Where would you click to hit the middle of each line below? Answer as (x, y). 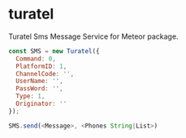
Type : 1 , (30, 96)
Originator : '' (41, 104)
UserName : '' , (39, 82)
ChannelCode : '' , (45, 73)
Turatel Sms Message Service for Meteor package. (93, 36)
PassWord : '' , (39, 89)
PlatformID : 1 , (41, 66)
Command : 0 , (36, 59)
